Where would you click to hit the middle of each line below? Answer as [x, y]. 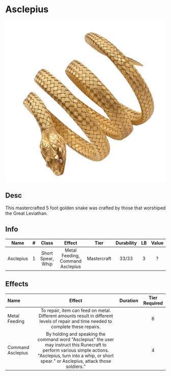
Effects [17, 284]
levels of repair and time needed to [76, 321]
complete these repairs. [76, 327]
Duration [129, 300]
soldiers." [76, 366]
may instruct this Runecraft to [76, 344]
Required [153, 303]
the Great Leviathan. [27, 213]
